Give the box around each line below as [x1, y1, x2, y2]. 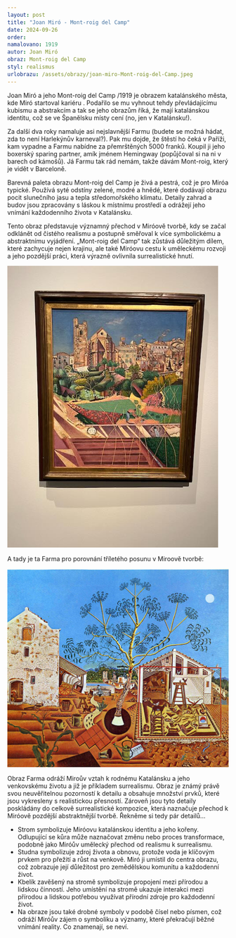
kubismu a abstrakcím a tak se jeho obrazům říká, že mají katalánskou [7, 106, 209, 114]
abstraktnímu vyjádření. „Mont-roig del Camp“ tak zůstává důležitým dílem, [7, 237, 225, 245]
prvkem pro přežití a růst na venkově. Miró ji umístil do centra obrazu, [17, 855, 219, 863]
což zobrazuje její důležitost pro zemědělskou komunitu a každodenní [17, 863, 219, 871]
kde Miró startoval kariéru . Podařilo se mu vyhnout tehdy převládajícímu [7, 99, 218, 107]
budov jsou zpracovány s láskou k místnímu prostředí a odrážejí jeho [7, 201, 206, 209]
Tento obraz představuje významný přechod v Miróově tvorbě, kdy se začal [7, 222, 226, 230]
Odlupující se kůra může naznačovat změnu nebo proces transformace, [17, 832, 225, 841]
